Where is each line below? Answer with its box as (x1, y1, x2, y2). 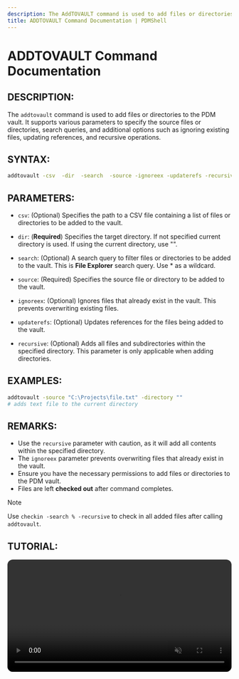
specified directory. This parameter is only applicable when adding (17, 347, 214, 355)
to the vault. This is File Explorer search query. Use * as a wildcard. (17, 261, 216, 269)
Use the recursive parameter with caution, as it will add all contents (17, 439, 217, 447)
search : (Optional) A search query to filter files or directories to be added (17, 254, 231, 262)
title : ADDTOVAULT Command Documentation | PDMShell (7, 17, 167, 24)
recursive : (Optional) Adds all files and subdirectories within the (17, 339, 206, 348)
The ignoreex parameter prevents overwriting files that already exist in (17, 454, 224, 463)
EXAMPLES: (7, 375, 63, 387)
